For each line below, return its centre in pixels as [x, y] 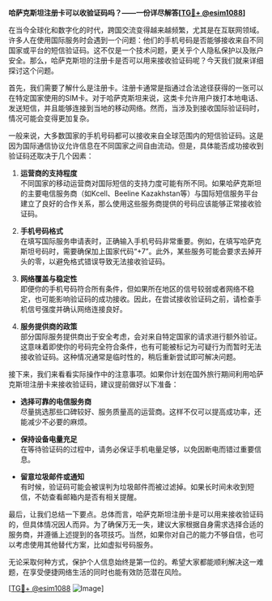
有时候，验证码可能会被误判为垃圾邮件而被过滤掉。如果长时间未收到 [134, 487]
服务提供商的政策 [49, 326]
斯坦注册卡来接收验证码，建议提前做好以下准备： [97, 384]
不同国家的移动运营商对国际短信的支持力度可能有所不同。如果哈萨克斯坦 [140, 183]
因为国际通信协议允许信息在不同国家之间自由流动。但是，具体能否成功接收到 [136, 146]
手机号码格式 [41, 231]
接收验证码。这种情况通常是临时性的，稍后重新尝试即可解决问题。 [130, 357]
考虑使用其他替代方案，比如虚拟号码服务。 [86, 545]
